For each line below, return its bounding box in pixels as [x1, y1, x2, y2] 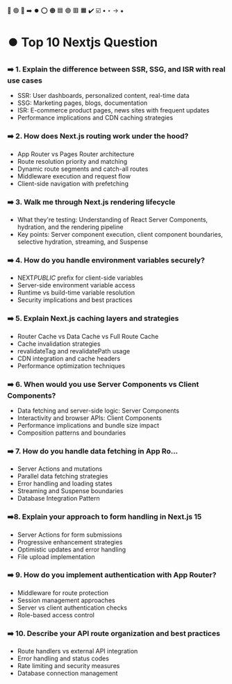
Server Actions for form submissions [17, 531, 123, 539]
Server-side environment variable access [17, 281, 135, 290]
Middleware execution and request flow [17, 172, 131, 180]
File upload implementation [17, 552, 95, 561]
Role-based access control [17, 610, 95, 619]
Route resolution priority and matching [17, 157, 128, 165]
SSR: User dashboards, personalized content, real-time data [17, 92, 190, 100]
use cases [7, 76, 43, 85]
